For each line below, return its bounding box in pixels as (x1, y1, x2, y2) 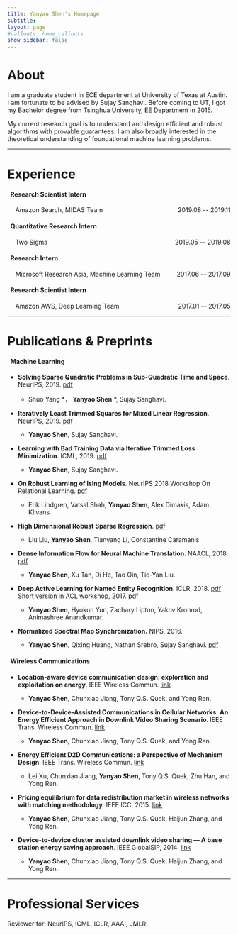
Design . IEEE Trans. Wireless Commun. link (17, 758, 144, 766)
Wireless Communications (10, 657, 91, 665)
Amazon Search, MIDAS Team (15, 206, 103, 214)
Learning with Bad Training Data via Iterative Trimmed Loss (17, 444, 195, 453)
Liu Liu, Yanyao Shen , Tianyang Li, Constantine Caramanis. (28, 536, 202, 544)
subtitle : (7, 17, 37, 24)
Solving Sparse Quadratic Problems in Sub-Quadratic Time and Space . (17, 373, 230, 382)
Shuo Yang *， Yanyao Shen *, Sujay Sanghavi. (28, 395, 166, 404)
